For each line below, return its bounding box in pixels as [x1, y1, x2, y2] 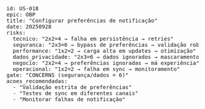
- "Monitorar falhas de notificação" [12, 96, 126, 102]
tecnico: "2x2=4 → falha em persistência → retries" [12, 36, 174, 42]
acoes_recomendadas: [6, 78, 68, 84]
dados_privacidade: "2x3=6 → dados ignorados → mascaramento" [12, 54, 203, 60]
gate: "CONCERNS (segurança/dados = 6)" [6, 72, 129, 78]
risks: [6, 30, 26, 36]
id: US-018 [6, 5, 39, 12]
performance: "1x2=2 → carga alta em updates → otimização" [12, 48, 196, 54]
